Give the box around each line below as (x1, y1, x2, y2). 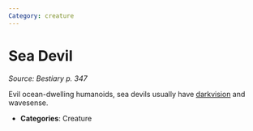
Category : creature (8, 11, 75, 20)
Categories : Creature (19, 113, 92, 123)
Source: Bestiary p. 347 (8, 74, 88, 83)
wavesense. (8, 98, 49, 108)
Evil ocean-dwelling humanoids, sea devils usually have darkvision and (8, 89, 246, 99)
